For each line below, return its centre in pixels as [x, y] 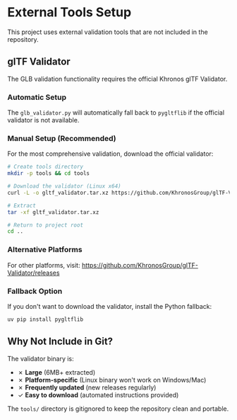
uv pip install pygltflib [45, 319]
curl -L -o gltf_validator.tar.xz [58, 193]
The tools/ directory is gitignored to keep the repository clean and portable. [118, 409]
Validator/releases [34, 273]
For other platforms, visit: [44, 265]
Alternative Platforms [45, 250]
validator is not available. [43, 120]
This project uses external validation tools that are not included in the [108, 32]
